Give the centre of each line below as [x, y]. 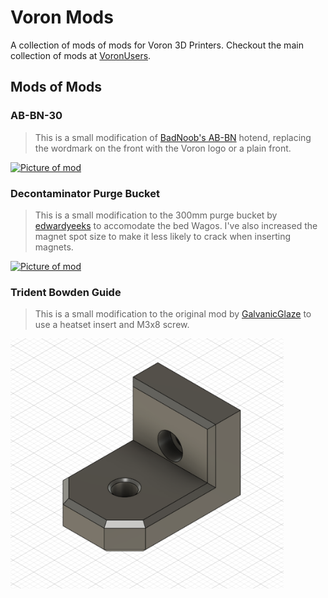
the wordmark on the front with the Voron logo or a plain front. [163, 148]
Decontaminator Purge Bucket [85, 193]
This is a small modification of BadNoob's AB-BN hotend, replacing [173, 137]
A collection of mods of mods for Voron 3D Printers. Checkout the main [157, 45]
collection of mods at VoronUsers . [81, 55]
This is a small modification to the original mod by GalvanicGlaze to [173, 314]
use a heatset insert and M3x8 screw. [112, 325]
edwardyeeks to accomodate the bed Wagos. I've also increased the [176, 225]
